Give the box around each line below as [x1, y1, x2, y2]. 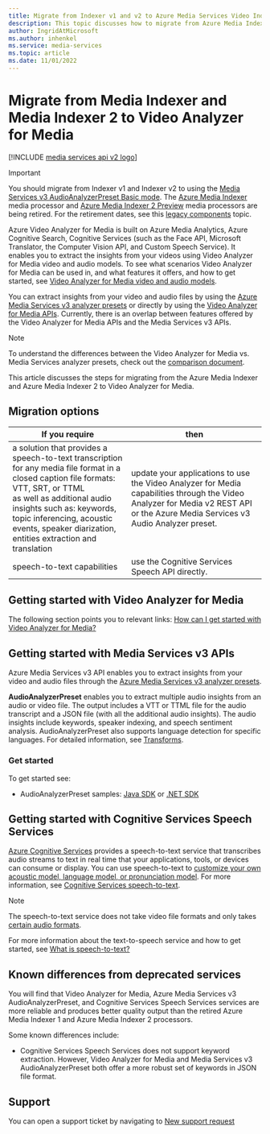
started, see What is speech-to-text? [8, 944, 130, 954]
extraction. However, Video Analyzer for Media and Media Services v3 [19, 1054, 253, 1064]
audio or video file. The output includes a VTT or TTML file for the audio [8, 701, 247, 710]
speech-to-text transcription [12, 452, 123, 463]
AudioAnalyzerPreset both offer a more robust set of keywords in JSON [19, 1063, 257, 1073]
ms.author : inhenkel [8, 34, 78, 43]
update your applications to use [131, 467, 251, 478]
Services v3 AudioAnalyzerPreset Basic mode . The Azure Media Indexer [8, 192, 247, 201]
